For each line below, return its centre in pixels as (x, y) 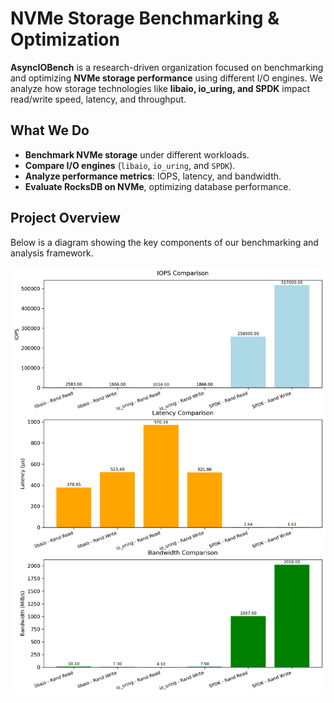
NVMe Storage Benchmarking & (145, 18)
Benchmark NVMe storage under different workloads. (137, 154)
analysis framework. (52, 253)
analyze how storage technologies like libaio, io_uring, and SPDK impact (160, 88)
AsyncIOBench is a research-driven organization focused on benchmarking (167, 67)
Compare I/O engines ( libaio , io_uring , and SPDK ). (130, 165)
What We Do (50, 130)
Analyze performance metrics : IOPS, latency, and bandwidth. (153, 176)
